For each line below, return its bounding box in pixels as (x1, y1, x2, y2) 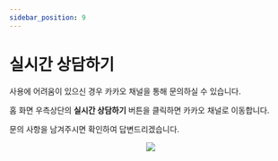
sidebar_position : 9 (9, 13, 87, 22)
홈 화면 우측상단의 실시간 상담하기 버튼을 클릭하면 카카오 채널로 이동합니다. (9, 105, 270, 115)
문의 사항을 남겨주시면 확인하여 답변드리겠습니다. (9, 123, 180, 134)
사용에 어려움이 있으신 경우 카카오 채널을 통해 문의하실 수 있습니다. (9, 86, 241, 97)
